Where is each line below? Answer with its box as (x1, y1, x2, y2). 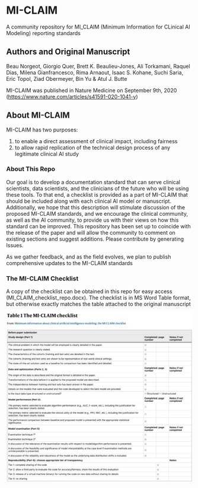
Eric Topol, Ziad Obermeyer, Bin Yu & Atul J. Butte (6, 75, 127, 82)
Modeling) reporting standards (6, 29, 81, 36)
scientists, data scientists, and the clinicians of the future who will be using (6, 185, 189, 192)
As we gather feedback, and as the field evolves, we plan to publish (6, 253, 171, 260)
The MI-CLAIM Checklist (6, 274, 79, 282)
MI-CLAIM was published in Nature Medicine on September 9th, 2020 (6, 87, 177, 94)
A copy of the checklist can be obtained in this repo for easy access (6, 288, 173, 295)
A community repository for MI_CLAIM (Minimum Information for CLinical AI (6, 23, 191, 30)
